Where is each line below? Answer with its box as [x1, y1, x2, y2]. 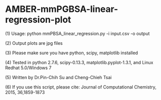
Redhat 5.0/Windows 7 [5, 65, 52, 71]
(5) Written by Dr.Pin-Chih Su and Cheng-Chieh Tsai [5, 74, 112, 80]
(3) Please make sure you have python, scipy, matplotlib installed [5, 50, 138, 56]
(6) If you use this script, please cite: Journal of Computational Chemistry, [5, 84, 157, 90]
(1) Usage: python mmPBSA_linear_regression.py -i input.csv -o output [5, 30, 150, 36]
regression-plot [5, 14, 71, 25]
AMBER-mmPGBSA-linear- [5, 3, 118, 15]
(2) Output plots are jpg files [5, 40, 63, 46]
